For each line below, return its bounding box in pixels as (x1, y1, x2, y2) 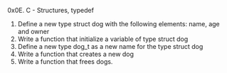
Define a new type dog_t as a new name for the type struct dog (17, 43, 204, 50)
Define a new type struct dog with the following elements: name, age (17, 20, 220, 28)
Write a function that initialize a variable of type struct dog (17, 35, 189, 43)
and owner (17, 28, 50, 35)
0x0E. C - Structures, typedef (7, 6, 95, 14)
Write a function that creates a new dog (17, 50, 134, 58)
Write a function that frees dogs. (17, 57, 113, 66)
